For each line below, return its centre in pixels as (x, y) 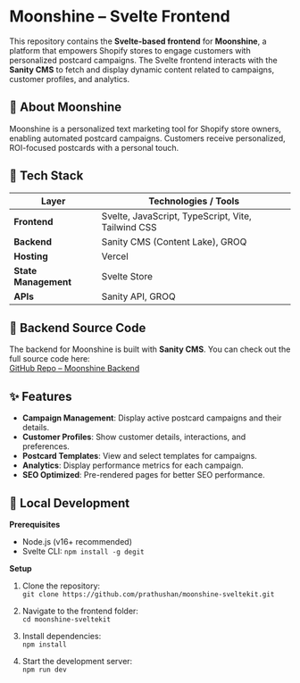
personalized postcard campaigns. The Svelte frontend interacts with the (144, 60)
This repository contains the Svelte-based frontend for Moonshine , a (138, 41)
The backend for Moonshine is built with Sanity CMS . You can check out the (150, 349)
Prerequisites (35, 525)
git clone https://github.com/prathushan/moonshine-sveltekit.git (148, 595)
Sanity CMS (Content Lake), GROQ (174, 241)
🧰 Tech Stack (46, 176)
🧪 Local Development (70, 503)
